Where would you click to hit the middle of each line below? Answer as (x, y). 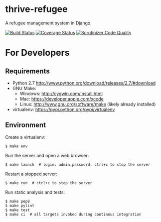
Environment (26, 125)
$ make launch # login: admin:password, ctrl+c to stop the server (78, 165)
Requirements (27, 71)
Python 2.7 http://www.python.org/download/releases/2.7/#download (84, 83)
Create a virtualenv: (25, 137)
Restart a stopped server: (31, 174)
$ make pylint (20, 206)
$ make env (16, 146)
